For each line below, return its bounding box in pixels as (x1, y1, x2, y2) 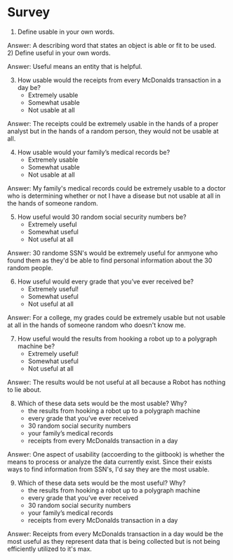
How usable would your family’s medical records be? (17, 148, 171, 156)
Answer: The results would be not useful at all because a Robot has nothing (7, 378, 226, 386)
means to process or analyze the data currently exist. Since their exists (7, 457, 213, 466)
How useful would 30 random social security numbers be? (17, 212, 187, 221)
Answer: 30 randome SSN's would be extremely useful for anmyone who (7, 248, 218, 257)
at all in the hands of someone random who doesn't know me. (7, 321, 186, 329)
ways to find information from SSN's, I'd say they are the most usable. (7, 465, 210, 473)
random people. (7, 263, 53, 272)
